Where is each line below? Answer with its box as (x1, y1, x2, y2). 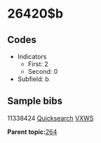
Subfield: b (17, 75, 49, 83)
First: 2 (27, 60, 48, 68)
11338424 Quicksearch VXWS (7, 113, 94, 122)
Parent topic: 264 (7, 128, 58, 136)
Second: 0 (27, 68, 58, 75)
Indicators (17, 52, 47, 61)
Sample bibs (7, 95, 63, 107)
